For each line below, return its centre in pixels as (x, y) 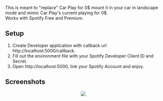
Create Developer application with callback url (59, 45)
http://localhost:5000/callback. (44, 50)
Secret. (20, 61)
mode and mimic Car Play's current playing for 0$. (56, 13)
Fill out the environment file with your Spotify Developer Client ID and (83, 56)
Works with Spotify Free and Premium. (44, 18)
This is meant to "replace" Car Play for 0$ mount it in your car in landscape (82, 8)
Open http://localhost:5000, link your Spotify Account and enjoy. (78, 66)
